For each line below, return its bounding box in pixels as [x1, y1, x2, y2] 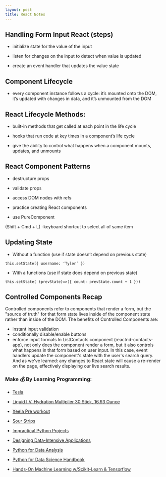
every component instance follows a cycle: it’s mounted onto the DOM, [12, 91, 157, 96]
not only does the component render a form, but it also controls [24, 342, 154, 348]
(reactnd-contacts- [113, 337, 153, 343]
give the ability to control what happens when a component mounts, [12, 142, 152, 148]
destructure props [12, 175, 50, 182]
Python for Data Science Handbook [12, 456, 85, 463]
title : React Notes [5, 12, 46, 17]
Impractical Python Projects [12, 427, 69, 433]
